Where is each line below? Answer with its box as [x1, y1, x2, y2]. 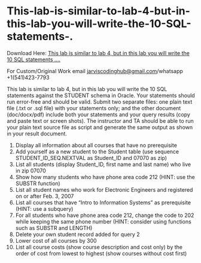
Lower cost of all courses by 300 [15, 237, 98, 244]
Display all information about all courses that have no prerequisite [15, 141, 177, 149]
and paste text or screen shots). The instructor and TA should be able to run [7, 117, 194, 124]
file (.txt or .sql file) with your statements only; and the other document [7, 104, 181, 111]
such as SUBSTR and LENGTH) [15, 224, 93, 231]
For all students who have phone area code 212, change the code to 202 [15, 211, 194, 219]
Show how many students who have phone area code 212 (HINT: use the [15, 173, 195, 180]
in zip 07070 [15, 167, 47, 174]
